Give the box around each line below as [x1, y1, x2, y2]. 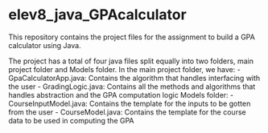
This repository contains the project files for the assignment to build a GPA [8, 32, 255, 42]
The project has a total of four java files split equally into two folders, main [8, 56, 254, 66]
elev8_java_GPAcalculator [8, 6, 187, 24]
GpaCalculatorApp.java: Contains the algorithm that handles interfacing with [8, 73, 261, 83]
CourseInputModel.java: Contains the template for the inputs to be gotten [8, 99, 251, 108]
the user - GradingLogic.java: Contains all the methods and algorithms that [8, 82, 256, 91]
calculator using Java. [8, 40, 82, 50]
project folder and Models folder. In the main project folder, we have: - [8, 64, 241, 74]
